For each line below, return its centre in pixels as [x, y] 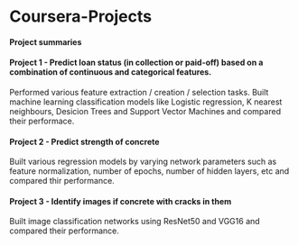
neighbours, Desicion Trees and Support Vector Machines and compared [145, 111]
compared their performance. [65, 231]
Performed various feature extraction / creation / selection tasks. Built [139, 92]
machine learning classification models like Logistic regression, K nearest [146, 102]
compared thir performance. [62, 181]
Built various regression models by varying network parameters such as [143, 162]
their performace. [42, 121]
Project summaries [46, 41]
